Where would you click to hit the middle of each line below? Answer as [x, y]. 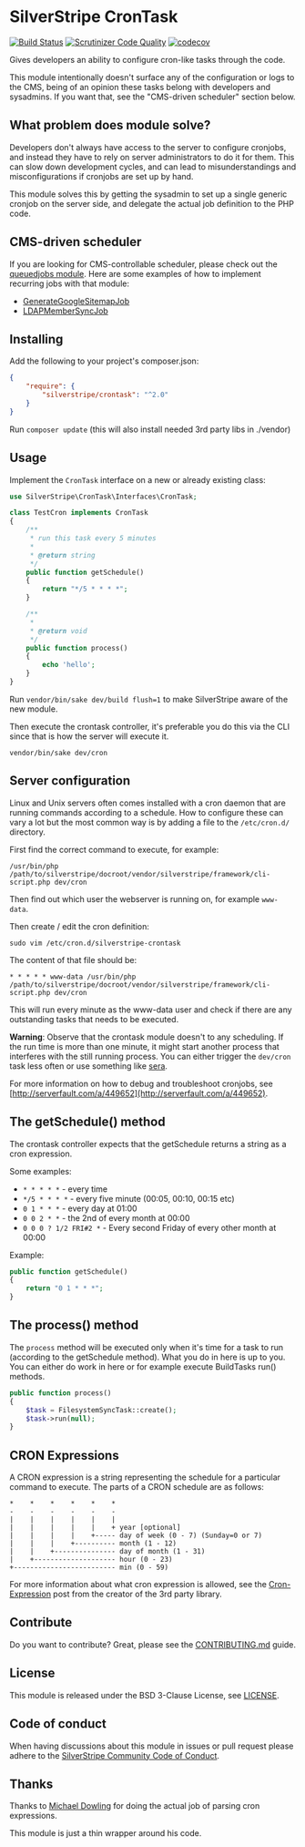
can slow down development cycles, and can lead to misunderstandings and [153, 167]
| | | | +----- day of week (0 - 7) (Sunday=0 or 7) [136, 1536]
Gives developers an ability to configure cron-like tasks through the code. [147, 59]
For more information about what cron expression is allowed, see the [138, 1585]
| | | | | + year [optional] [95, 1528]
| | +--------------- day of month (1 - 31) [107, 1552]
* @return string [62, 555]
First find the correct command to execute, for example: [114, 849]
